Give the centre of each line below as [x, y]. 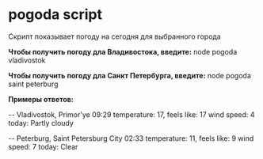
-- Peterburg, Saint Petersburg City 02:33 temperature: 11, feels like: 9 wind [131, 138]
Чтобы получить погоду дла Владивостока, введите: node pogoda [123, 51]
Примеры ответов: [41, 99]
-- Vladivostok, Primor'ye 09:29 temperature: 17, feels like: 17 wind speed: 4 [131, 114]
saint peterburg [33, 84]
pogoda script [55, 15]
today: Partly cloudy [41, 123]
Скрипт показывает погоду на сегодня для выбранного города [115, 36]
